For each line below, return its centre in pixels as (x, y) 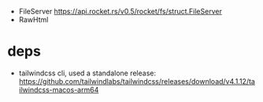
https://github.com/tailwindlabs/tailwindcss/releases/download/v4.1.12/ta (137, 81)
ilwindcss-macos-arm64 (59, 89)
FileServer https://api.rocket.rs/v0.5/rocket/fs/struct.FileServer (120, 11)
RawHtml (33, 20)
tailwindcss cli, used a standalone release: (87, 73)
